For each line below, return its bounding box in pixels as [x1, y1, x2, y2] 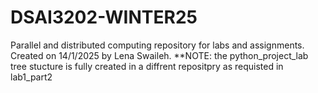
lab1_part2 [10, 71, 53, 83]
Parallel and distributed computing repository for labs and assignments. [10, 39, 305, 51]
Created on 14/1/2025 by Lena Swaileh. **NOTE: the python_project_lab [10, 49, 309, 61]
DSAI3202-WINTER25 [10, 6, 198, 29]
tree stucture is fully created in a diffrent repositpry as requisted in [10, 60, 284, 72]
